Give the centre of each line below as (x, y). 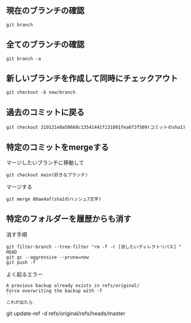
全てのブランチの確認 (45, 44)
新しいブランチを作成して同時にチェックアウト (92, 78)
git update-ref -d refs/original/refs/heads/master (66, 313)
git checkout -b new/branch (41, 92)
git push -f (21, 262)
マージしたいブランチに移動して (45, 163)
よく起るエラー (24, 274)
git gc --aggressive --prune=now (48, 257)
